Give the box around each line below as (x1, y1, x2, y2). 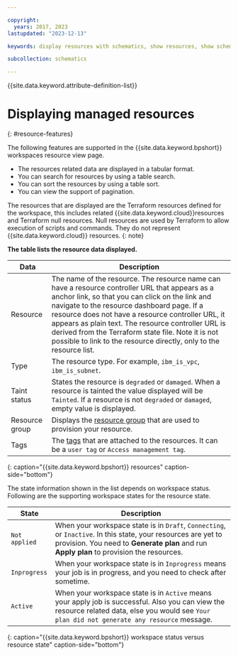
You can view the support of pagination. (17, 188, 135, 196)
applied (11, 538, 37, 547)
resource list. (51, 345, 95, 355)
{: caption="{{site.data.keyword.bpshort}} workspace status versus (7, 633, 204, 642)
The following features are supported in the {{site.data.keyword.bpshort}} (7, 144, 222, 152)
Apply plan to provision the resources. (55, 547, 183, 557)
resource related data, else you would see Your (55, 606, 211, 615)
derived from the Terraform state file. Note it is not (51, 328, 218, 338)
